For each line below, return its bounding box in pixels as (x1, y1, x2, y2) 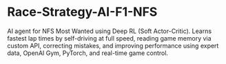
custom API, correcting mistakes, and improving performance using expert (7, 41, 219, 50)
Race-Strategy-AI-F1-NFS (7, 4, 158, 20)
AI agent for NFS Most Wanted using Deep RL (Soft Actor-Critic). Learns (7, 27, 212, 35)
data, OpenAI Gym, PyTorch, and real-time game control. (7, 49, 169, 57)
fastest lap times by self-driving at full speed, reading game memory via (7, 34, 212, 42)
